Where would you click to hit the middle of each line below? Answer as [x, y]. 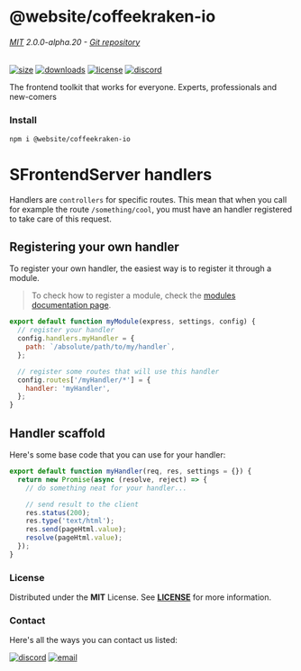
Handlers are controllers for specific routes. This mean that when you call [148, 199]
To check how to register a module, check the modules [133, 295]
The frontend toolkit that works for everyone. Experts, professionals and [143, 87]
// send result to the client [82, 504]
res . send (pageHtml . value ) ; [76, 530]
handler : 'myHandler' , [68, 388]
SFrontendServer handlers [111, 174]
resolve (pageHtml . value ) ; [74, 538]
